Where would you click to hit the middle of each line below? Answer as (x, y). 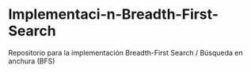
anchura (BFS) (32, 61)
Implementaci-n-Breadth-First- (114, 14)
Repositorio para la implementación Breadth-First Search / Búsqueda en (125, 52)
